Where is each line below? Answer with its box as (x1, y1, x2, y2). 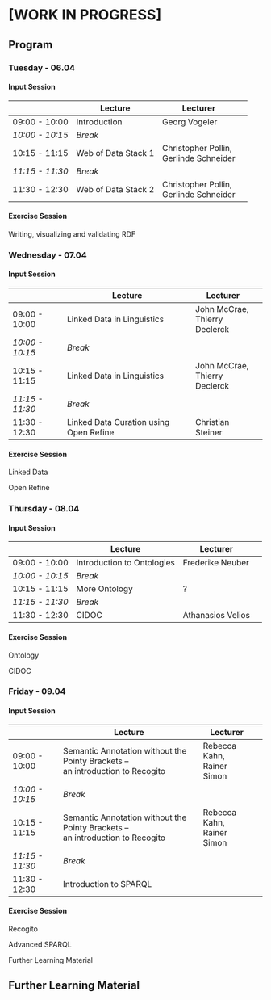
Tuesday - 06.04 (8, 62, 75, 74)
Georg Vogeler (162, 116, 218, 127)
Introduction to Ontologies (76, 557, 176, 569)
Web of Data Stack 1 (76, 147, 155, 158)
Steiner (194, 426, 223, 438)
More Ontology (76, 583, 133, 595)
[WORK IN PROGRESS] (8, 6, 162, 24)
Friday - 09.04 (8, 686, 66, 697)
